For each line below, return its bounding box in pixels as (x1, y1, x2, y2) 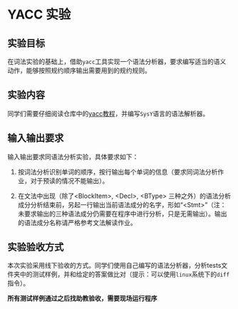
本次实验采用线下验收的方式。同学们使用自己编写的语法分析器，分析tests (7, 261, 222, 270)
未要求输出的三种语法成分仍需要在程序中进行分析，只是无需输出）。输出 (17, 209, 227, 218)
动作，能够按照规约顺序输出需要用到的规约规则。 (7, 66, 151, 75)
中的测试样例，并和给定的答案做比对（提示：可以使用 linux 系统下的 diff (19, 270, 230, 278)
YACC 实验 (7, 6, 71, 23)
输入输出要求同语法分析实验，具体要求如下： (7, 152, 139, 161)
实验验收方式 (7, 241, 64, 253)
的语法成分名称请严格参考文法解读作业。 (17, 218, 137, 226)
